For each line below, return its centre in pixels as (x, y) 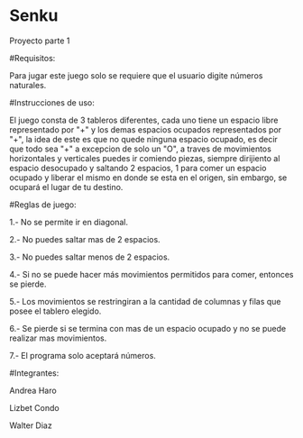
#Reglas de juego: (43, 205)
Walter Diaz (31, 425)
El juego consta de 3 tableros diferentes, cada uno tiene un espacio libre (144, 120)
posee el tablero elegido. (55, 311)
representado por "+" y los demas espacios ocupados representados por (146, 129)
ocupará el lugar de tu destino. (66, 187)
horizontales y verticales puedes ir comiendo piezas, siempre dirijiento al (145, 158)
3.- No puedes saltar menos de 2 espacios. (90, 257)
